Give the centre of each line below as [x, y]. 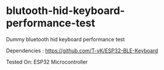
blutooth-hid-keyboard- [66, 11]
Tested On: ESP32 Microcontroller [47, 62]
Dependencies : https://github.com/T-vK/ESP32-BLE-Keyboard [82, 50]
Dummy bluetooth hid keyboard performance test [65, 39]
